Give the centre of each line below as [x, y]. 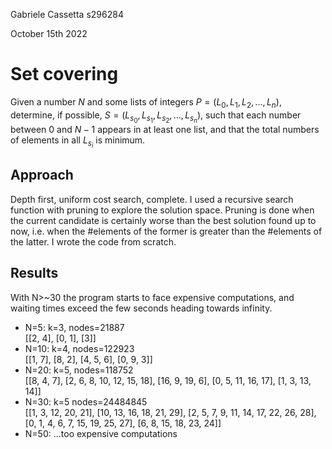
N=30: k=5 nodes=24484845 [86, 401]
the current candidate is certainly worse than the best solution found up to [163, 220]
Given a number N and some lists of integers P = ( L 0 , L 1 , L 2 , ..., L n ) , [146, 102]
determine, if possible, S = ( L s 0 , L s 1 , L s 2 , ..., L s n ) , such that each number [156, 116]
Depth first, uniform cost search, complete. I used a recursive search [152, 199]
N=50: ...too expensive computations [101, 433]
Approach [42, 175]
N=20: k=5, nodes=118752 [79, 370]
